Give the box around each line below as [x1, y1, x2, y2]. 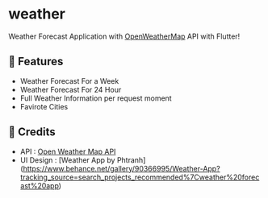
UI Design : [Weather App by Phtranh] [19, 155, 146, 165]
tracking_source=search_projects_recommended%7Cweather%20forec [19, 172, 260, 182]
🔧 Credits [8, 126, 57, 139]
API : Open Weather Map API [19, 146, 116, 156]
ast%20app [19, 180, 59, 190]
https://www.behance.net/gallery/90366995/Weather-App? [23, 163, 220, 173]
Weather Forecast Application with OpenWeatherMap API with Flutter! [8, 31, 241, 41]
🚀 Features [8, 55, 64, 68]
